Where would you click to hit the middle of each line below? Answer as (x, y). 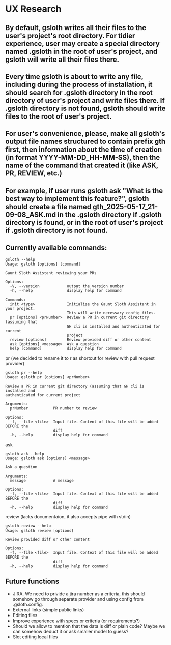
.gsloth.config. (28, 605)
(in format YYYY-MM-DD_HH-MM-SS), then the (83, 157)
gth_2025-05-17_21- (125, 207)
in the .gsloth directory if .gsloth (110, 214)
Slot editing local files (35, 637)
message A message (42, 480)
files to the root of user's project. (59, 116)
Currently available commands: (56, 248)
